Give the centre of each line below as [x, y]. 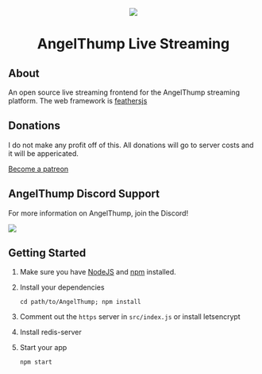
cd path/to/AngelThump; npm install [80, 302]
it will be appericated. [44, 153]
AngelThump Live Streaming [133, 44]
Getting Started [47, 253]
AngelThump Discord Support [84, 194]
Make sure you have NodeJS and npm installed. [98, 272]
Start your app [43, 348]
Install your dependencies [62, 287]
